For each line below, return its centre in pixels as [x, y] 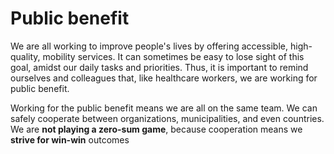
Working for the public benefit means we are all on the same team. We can [164, 108]
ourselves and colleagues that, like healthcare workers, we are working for [164, 78]
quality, [25, 56]
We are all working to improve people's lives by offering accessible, [149, 46]
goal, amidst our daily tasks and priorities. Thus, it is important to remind [159, 67]
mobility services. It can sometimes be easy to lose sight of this [173, 56]
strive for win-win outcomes [70, 139]
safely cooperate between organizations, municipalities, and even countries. [167, 118]
